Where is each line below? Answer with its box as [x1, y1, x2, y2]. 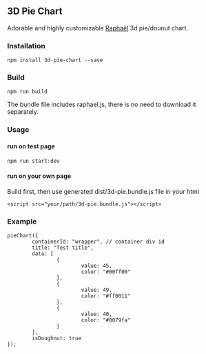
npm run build [7, 88, 48, 95]
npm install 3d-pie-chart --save [7, 57, 103, 64]
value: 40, [81, 311, 112, 318]
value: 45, [81, 262, 112, 270]
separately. [7, 108, 39, 116]
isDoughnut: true [32, 335, 81, 342]
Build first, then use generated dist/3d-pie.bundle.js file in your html [7, 187, 200, 195]
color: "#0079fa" [81, 317, 131, 324]
